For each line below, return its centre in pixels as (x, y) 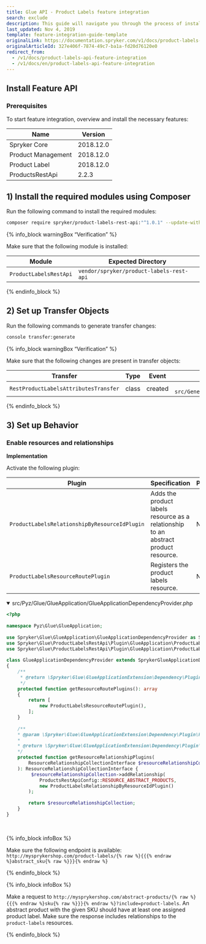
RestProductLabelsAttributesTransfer (64, 388)
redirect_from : (26, 52)
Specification (170, 483)
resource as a (170, 517)
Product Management (41, 155)
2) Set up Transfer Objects (58, 311)
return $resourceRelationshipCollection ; (82, 803)
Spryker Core (29, 145)
